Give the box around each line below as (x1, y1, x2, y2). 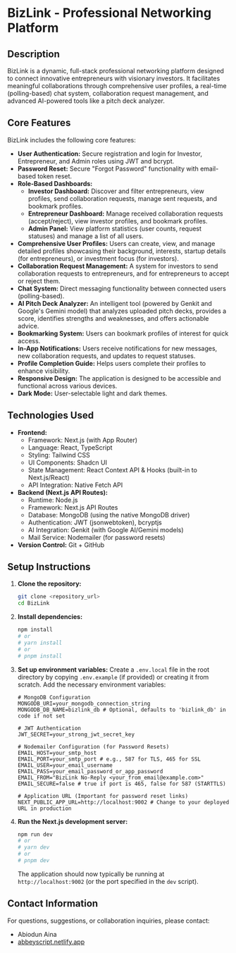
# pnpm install (17, 652, 63, 660)
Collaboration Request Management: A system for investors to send (17, 262, 218, 270)
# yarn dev (17, 844, 50, 851)
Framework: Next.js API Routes (27, 503, 118, 512)
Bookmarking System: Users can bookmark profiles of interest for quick (17, 329, 229, 338)
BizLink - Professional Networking (7, 5, 212, 21)
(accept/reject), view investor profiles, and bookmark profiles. (27, 216, 208, 225)
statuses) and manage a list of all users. (27, 231, 144, 240)
